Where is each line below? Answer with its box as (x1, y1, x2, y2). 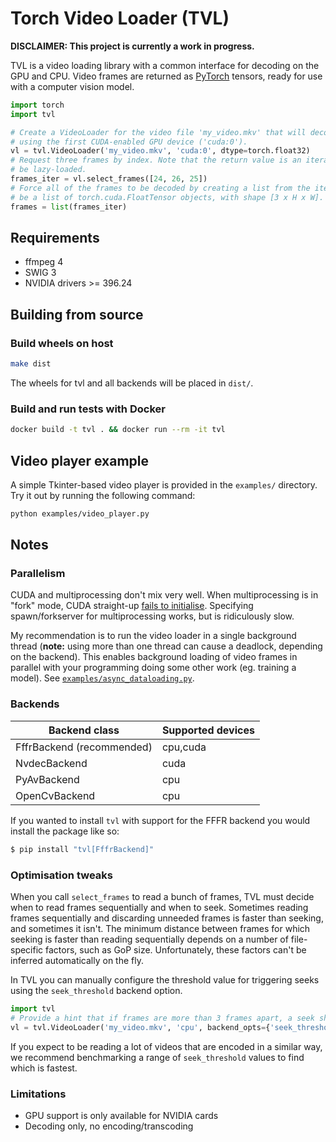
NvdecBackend (15, 756, 88, 770)
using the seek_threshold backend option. (10, 984, 183, 996)
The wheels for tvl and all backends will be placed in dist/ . (10, 377, 254, 389)
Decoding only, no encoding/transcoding (24, 1120, 194, 1132)
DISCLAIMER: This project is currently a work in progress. (10, 40, 255, 52)
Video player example (10, 452, 150, 469)
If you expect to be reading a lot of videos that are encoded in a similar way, (10, 1040, 323, 1052)
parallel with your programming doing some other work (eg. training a (10, 662, 297, 674)
